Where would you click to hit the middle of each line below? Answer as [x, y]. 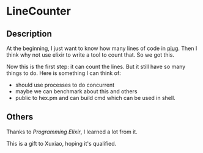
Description [29, 34]
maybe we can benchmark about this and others [76, 91]
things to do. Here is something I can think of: [64, 73]
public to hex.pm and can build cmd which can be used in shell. [95, 98]
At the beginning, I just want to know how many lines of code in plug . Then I [102, 48]
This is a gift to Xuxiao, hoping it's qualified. [61, 143]
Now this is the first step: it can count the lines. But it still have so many [96, 66]
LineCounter [39, 11]
